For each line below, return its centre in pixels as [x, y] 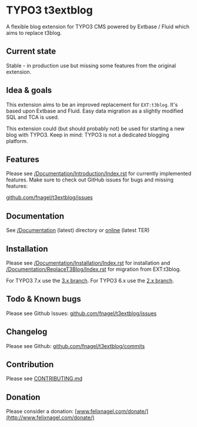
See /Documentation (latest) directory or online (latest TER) [78, 230]
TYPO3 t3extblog [49, 10]
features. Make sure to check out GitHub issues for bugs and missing [90, 180]
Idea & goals [29, 90]
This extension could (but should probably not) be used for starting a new [96, 128]
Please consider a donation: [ [41, 411]
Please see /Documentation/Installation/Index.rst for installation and [88, 263]
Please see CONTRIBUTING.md [44, 379]
